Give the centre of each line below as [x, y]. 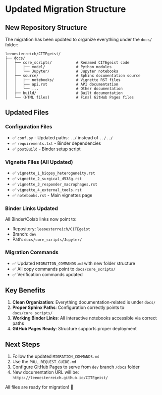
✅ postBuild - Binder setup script [46, 149]
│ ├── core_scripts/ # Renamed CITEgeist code [67, 63]
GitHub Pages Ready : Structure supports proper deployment [75, 329]
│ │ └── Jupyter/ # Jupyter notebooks [62, 71]
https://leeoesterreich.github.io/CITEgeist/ [60, 378]
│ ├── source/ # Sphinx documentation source [73, 76]
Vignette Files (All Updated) [39, 162]
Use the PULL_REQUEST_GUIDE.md [44, 362]
